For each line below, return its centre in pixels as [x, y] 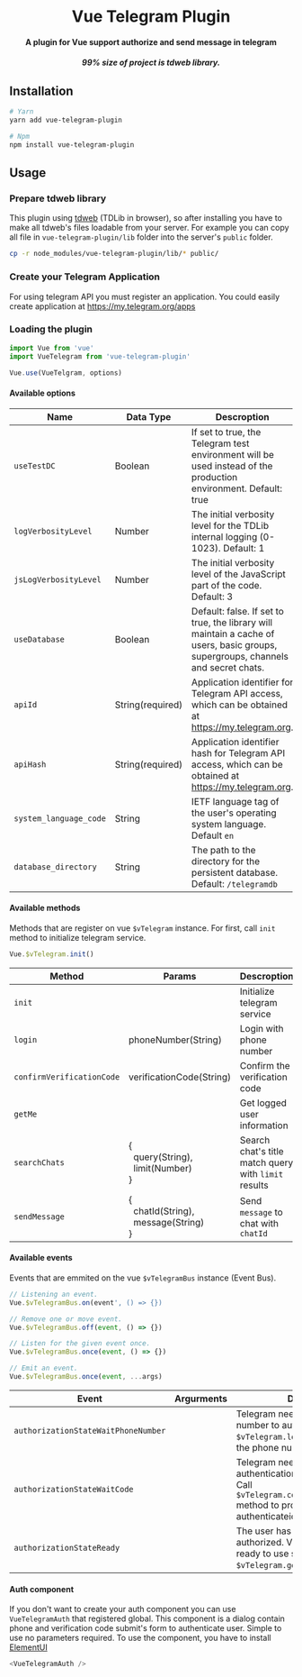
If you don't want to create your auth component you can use [123, 1609]
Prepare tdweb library [58, 198]
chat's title [262, 1151]
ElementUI [28, 1647]
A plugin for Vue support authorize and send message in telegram [151, 41]
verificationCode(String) [180, 1077]
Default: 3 [213, 597]
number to [258, 1425]
